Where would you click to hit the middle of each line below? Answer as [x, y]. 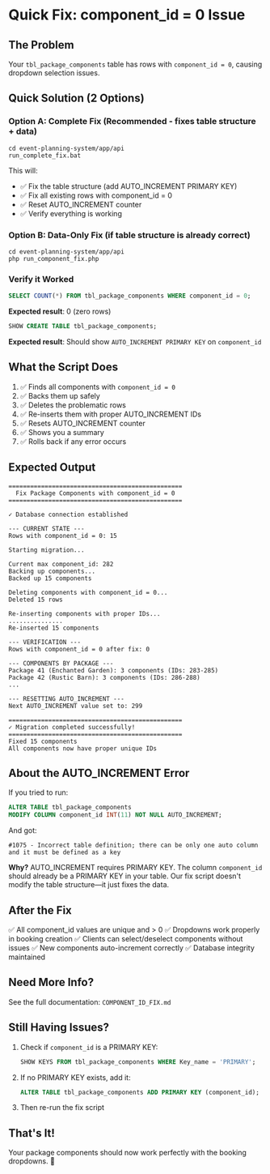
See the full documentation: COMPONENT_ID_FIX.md [90, 1001]
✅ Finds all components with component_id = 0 [98, 386]
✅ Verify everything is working [71, 213]
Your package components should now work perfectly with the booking [127, 1153]
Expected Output [52, 467]
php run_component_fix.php [54, 258]
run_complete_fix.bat [45, 156]
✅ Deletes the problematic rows [73, 405]
